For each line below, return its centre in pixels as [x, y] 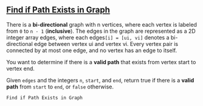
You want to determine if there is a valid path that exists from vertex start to [101, 62]
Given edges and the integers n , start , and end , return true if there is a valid [100, 80]
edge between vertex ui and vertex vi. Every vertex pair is [106, 44]
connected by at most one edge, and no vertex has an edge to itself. [92, 50]
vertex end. [21, 68]
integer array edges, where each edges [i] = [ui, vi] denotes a [88, 37]
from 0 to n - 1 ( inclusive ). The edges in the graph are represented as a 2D [101, 31]
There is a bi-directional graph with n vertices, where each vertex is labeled [102, 24]
